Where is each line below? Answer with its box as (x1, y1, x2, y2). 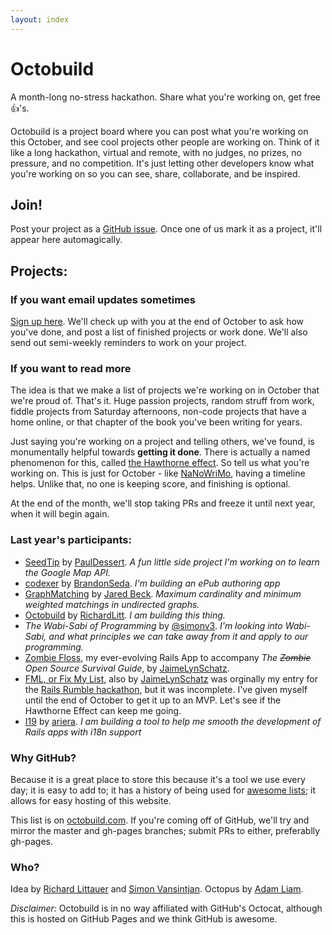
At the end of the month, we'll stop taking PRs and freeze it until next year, (10, 497, 316, 510)
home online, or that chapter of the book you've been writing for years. (10, 416, 303, 428)
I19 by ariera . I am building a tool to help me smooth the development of (24, 715, 322, 727)
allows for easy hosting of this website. (10, 794, 172, 806)
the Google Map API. (24, 566, 112, 578)
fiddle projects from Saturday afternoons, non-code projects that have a (10, 406, 307, 418)
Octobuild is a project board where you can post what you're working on (10, 125, 309, 137)
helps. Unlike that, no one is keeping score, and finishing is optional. (10, 478, 291, 490)
